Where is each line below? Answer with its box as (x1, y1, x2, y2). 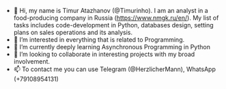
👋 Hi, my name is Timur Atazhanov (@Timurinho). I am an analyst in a (13, 7, 208, 14)
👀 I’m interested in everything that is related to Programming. (13, 36, 185, 44)
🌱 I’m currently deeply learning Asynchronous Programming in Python (13, 43, 210, 51)
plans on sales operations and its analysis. (13, 28, 133, 36)
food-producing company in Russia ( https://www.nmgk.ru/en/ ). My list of (13, 14, 219, 22)
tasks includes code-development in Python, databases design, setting (13, 21, 214, 29)
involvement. (13, 58, 50, 65)
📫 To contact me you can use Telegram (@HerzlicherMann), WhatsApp (13, 65, 216, 73)
